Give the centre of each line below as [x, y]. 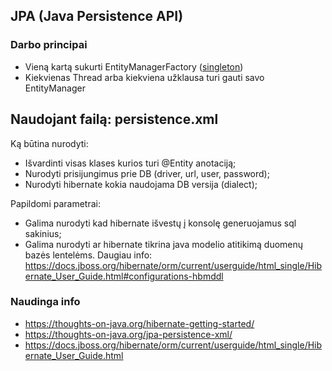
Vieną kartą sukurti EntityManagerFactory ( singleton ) [134, 66]
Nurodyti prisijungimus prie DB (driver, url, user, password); [147, 173]
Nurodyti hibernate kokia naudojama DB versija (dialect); [141, 184]
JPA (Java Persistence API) [97, 16]
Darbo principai [49, 45]
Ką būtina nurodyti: [49, 143]
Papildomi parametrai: [55, 203]
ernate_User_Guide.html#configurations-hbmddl [124, 276]
